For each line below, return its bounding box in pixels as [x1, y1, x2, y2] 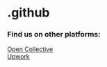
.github [7, 5, 50, 21]
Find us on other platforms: [7, 30, 101, 39]
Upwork [7, 52, 30, 61]
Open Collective [7, 45, 53, 53]
